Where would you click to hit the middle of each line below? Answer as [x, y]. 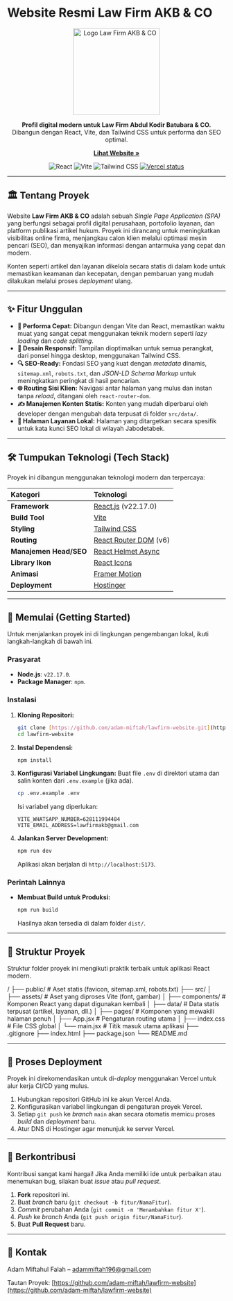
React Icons [113, 563]
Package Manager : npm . [51, 682]
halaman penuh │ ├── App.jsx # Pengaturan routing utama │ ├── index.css [116, 1019]
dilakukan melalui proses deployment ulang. [70, 281]
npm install [34, 760]
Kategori [25, 495]
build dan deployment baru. [57, 1121]
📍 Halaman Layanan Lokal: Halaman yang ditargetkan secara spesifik [117, 420]
